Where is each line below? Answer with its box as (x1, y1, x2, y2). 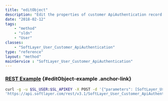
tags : (5, 21, 16, 27)
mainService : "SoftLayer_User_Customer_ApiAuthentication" (5, 59, 133, 64)
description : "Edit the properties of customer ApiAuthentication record (5, 12, 162, 17)
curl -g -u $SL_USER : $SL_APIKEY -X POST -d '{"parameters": (5, 86, 133, 92)
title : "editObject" (5, 7, 48, 13)
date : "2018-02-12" (5, 17, 46, 22)
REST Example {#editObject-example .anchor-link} (5, 75, 131, 82)
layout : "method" (5, 54, 41, 59)
